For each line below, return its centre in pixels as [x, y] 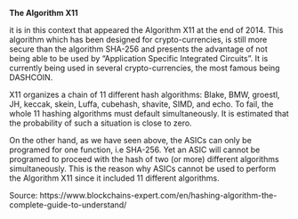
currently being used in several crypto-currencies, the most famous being [145, 68]
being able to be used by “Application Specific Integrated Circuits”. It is [139, 58]
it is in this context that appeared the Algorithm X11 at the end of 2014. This [146, 30]
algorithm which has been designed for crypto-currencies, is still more [138, 40]
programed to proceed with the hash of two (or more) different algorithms [144, 159]
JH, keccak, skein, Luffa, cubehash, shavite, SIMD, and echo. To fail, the [141, 104]
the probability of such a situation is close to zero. [101, 123]
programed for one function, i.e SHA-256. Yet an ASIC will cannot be [135, 150]
